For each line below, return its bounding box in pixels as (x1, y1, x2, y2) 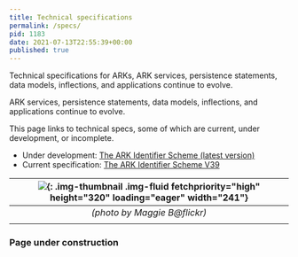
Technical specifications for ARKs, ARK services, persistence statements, (9, 70, 278, 81)
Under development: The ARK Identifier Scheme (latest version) (21, 150, 255, 160)
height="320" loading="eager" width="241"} (50, 191, 248, 204)
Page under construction (9, 237, 119, 249)
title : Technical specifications (9, 12, 133, 22)
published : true (9, 46, 69, 55)
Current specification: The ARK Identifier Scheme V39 (21, 160, 220, 170)
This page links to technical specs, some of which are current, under (9, 123, 260, 134)
